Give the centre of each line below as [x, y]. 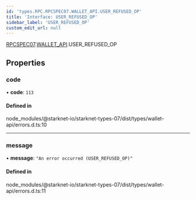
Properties [26, 63]
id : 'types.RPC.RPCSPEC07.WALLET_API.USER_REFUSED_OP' [74, 11]
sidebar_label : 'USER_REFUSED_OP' [48, 22]
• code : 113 [20, 92]
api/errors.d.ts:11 [26, 191]
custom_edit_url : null [34, 28]
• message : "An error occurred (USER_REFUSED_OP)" [69, 158]
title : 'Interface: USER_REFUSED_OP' [52, 17]
